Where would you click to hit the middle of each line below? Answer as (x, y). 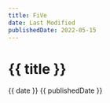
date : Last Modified (42, 23)
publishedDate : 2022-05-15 (52, 30)
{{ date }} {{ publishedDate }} (55, 90)
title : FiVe (27, 15)
